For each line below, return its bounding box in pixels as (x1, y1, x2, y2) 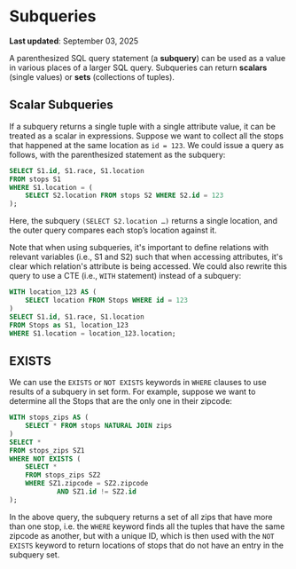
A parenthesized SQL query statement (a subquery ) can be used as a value (9, 52, 286, 63)
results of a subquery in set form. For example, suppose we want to (9, 386, 256, 397)
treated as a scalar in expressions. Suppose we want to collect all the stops (9, 130, 284, 141)
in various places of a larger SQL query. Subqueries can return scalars (9, 62, 268, 73)
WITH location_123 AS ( (9, 288, 97, 296)
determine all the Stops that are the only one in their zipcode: (9, 396, 233, 407)
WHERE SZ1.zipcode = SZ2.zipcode (25, 479, 149, 488)
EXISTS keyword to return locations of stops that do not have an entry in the (9, 540, 284, 550)
